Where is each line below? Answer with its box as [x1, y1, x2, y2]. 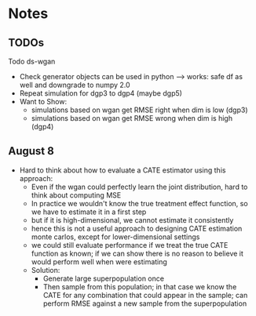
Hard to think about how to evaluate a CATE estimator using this [19, 165, 226, 175]
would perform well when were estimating [31, 256, 167, 267]
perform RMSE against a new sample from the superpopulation [42, 299, 247, 308]
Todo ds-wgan [8, 56, 56, 66]
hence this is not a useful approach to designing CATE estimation [31, 223, 243, 233]
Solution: [31, 265, 60, 274]
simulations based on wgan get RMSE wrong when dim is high [31, 114, 233, 122]
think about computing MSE [31, 190, 122, 200]
